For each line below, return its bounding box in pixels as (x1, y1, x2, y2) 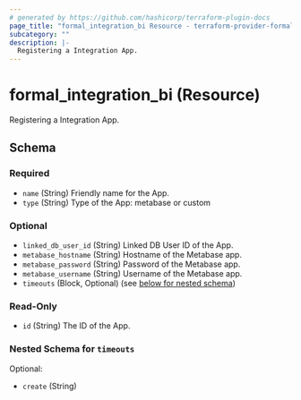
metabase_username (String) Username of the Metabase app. (21, 268, 243, 279)
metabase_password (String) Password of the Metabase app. (21, 259, 241, 269)
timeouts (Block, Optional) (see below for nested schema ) (21, 278, 236, 289)
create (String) (21, 380, 78, 391)
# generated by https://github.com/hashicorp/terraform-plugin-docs (9, 13, 271, 22)
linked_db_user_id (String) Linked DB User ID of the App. (21, 240, 234, 251)
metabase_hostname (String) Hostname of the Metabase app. (21, 250, 242, 260)
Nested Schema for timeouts (9, 343, 135, 355)
